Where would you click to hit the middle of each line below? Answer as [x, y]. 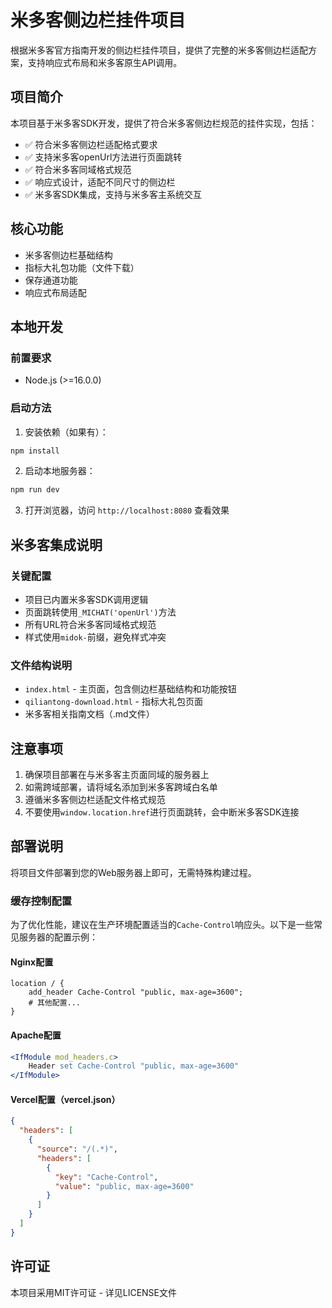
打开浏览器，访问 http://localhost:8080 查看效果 [127, 510]
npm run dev [35, 490]
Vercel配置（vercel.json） [65, 1099]
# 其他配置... [54, 1003]
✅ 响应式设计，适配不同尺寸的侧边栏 [100, 182]
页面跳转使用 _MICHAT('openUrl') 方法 [100, 612]
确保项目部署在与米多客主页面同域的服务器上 [117, 775]
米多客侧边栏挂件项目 [98, 20]
